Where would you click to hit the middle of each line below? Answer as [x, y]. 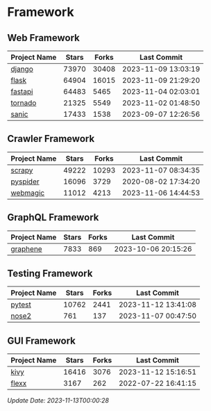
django [22, 69]
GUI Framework [42, 340]
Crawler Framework [51, 139]
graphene [27, 249]
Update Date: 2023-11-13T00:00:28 [58, 401]
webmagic [28, 193]
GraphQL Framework [53, 217]
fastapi [22, 91]
